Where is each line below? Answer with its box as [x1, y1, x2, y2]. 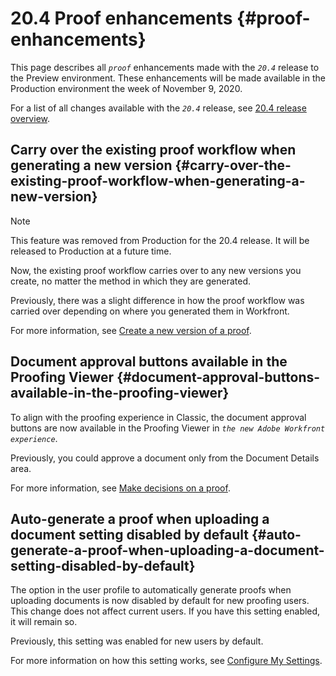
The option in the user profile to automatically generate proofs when [10, 584, 292, 596]
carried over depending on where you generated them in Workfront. [10, 305, 290, 317]
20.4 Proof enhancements [10, 7, 233, 30]
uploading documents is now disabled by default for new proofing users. [10, 595, 310, 607]
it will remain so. [10, 616, 78, 628]
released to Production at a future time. [10, 245, 172, 257]
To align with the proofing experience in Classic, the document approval [10, 411, 307, 423]
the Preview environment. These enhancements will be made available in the [10, 72, 326, 84]
